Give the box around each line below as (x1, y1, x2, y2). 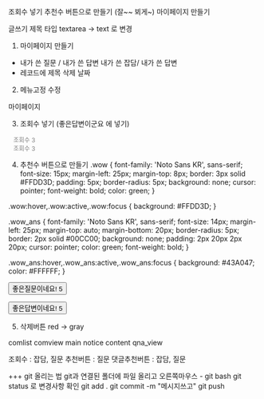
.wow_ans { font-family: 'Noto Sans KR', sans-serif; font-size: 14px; (8, 217, 229, 226)
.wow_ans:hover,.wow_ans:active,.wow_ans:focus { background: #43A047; (8, 258, 255, 267)
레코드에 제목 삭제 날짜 (19, 68, 91, 78)
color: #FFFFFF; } (8, 266, 66, 276)
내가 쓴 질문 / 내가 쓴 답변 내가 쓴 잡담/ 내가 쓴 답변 (19, 58, 178, 67)
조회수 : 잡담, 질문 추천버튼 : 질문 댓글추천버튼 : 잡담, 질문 (8, 354, 186, 364)
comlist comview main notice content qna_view (8, 338, 164, 347)
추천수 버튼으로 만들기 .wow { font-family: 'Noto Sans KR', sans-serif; (19, 160, 243, 170)
